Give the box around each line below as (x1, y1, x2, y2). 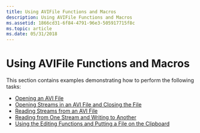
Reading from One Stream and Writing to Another (14, 114, 137, 121)
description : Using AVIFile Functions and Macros (6, 14, 133, 20)
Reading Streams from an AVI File (14, 107, 98, 114)
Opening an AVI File (14, 95, 64, 102)
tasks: (6, 83, 22, 90)
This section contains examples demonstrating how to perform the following (6, 77, 195, 84)
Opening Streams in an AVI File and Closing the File (14, 101, 142, 108)
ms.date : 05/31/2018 (6, 31, 58, 37)
